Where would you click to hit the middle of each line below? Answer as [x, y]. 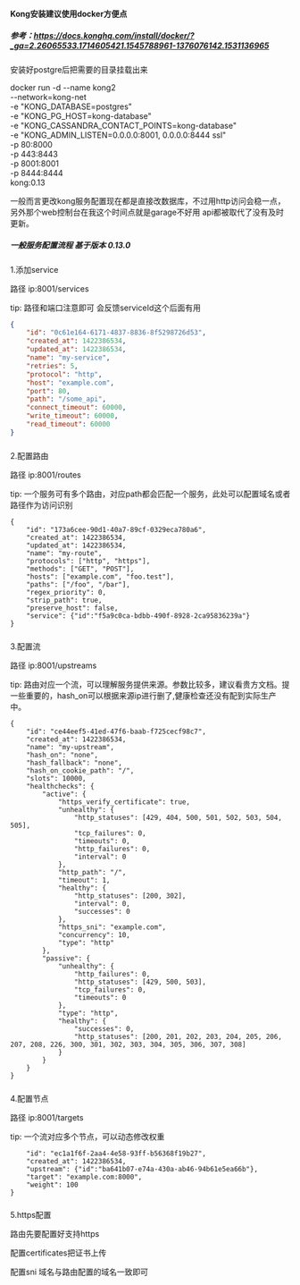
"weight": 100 [52, 1185]
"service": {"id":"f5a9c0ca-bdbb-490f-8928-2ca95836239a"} [138, 616]
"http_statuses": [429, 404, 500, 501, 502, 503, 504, [178, 817]
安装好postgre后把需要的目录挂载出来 [79, 69]
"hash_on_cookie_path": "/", [80, 770]
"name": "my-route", [64, 553]
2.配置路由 [29, 455]
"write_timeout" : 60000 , [72, 416]
